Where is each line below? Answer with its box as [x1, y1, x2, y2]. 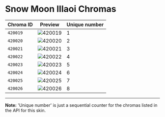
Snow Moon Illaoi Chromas [5, 3, 116, 15]
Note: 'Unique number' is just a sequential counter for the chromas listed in [5, 102, 158, 108]
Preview [40, 21, 60, 28]
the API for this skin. [5, 107, 46, 113]
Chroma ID [7, 21, 33, 28]
